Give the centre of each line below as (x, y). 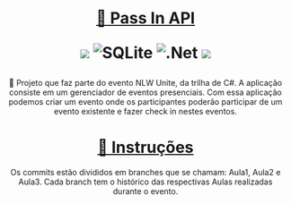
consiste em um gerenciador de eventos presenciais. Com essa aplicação (145, 92)
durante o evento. (145, 191)
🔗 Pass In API (145, 18)
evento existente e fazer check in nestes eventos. (145, 112)
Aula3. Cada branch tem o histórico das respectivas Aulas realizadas (145, 182)
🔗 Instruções (145, 148)
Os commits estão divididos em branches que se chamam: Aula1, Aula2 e (145, 173)
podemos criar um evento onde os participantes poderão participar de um (145, 102)
